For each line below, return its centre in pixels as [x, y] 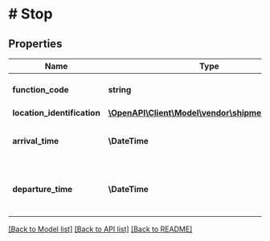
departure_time [43, 189]
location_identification [56, 113]
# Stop [31, 14]
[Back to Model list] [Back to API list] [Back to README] [100, 229]
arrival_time [36, 141]
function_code [41, 90]
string [120, 90]
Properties [35, 44]
